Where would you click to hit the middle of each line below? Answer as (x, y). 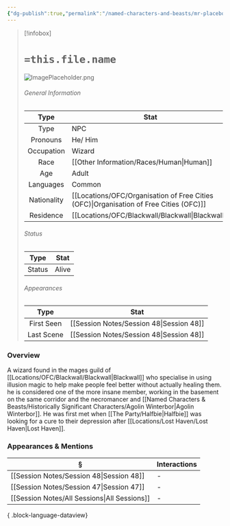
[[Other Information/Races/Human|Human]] (142, 162)
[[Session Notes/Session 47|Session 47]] (78, 487)
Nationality (46, 200)
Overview (24, 356)
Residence (46, 215)
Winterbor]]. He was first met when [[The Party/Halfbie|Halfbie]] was (104, 414)
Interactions (177, 464)
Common (86, 184)
